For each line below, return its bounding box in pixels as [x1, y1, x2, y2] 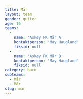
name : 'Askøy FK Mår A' [14, 35, 64, 40]
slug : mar [5, 86, 26, 91]
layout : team [5, 12, 32, 17]
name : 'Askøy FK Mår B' [14, 53, 64, 59]
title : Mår [5, 7, 28, 12]
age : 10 [5, 21, 21, 26]
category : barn [5, 68, 37, 73]
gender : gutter [5, 16, 37, 21]
